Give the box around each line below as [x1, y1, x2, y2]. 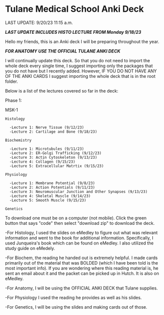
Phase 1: [5, 97, 22, 103]
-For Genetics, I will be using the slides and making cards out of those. [5, 304, 148, 310]
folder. [5, 78, 18, 84]
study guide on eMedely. [5, 245, 55, 251]
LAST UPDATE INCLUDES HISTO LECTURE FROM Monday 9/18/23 [5, 29, 141, 35]
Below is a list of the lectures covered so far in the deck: [5, 88, 118, 94]
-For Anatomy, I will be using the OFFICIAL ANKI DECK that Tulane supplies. [5, 285, 158, 291]
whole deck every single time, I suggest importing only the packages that [5, 63, 153, 69]
